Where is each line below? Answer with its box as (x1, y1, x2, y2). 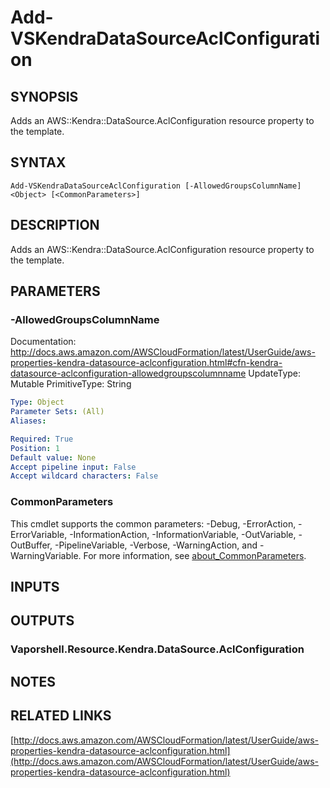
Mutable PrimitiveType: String (10, 378, 132, 390)
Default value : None (10, 452, 97, 463)
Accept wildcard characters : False (10, 471, 159, 481)
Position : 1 (10, 443, 60, 453)
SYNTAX (10, 154, 67, 171)
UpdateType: (248, 367, 302, 380)
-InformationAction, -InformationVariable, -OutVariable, (69, 528, 297, 540)
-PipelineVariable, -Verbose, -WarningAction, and (54, 539, 258, 551)
